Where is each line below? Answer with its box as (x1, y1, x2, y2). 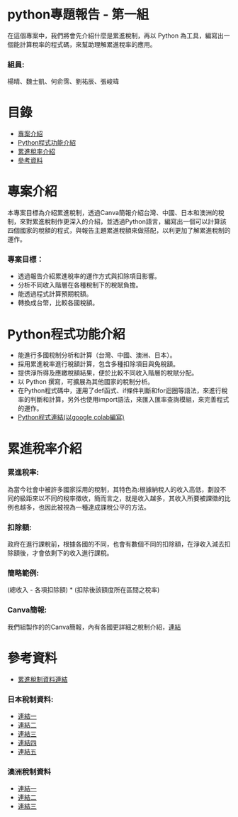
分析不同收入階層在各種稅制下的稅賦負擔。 (17, 281, 142, 290)
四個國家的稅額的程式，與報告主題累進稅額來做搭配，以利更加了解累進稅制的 (7, 226, 231, 235)
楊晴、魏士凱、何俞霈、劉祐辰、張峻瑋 (7, 77, 119, 86)
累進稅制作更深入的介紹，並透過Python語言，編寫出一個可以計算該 (31, 217, 227, 226)
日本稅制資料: (7, 694, 54, 704)
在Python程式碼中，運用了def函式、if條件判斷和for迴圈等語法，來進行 (17, 386, 222, 395)
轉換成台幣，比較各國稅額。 (17, 299, 99, 307)
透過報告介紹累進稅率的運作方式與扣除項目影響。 (17, 272, 161, 280)
